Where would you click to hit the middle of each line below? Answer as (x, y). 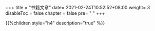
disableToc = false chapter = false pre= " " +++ (55, 13)
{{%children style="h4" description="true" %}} (55, 23)
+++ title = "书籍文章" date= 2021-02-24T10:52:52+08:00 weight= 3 (78, 7)
